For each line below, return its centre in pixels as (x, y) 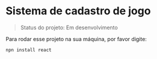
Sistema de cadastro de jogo (78, 11)
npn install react (29, 50)
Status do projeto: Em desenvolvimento (69, 27)
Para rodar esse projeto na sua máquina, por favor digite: (76, 39)
